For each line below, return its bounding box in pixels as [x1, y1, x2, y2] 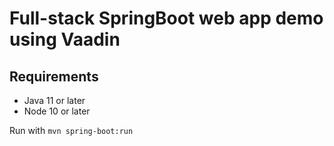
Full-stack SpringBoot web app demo [9, 7, 324, 30]
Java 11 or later [23, 95, 86, 106]
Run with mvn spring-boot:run [9, 125, 134, 136]
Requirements [9, 68, 99, 85]
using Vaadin [9, 28, 121, 51]
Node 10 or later [23, 105, 91, 117]
